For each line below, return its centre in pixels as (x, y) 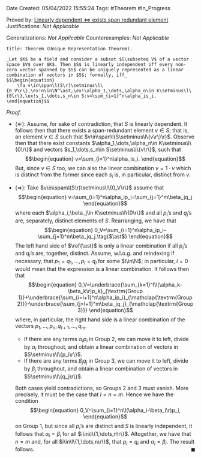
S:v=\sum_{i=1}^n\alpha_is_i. (119, 96)
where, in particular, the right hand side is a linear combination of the (100, 320)
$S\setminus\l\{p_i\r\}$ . (53, 354)
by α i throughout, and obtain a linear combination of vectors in (101, 347)
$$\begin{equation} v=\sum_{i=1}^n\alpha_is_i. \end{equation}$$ (105, 159)
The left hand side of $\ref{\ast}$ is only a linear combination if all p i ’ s (101, 246)
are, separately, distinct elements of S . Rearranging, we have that (96, 221)
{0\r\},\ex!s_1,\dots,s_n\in (43, 96)
